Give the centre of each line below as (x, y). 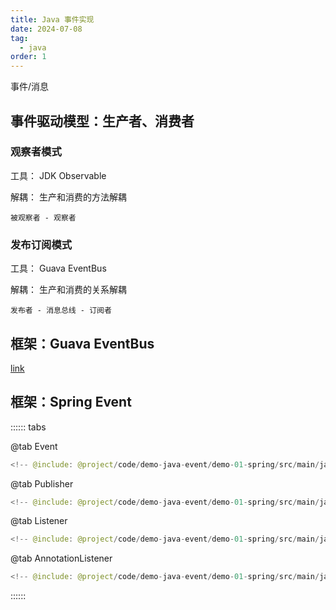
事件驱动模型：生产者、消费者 (102, 121)
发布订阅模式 (41, 244)
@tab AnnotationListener (61, 558)
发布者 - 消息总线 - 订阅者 (61, 311)
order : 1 (28, 57)
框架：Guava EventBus (82, 343)
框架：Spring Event (71, 402)
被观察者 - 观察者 (43, 217)
